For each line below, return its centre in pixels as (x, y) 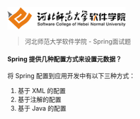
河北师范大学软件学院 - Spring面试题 (78, 41)
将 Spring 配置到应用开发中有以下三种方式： (71, 76)
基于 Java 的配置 (42, 108)
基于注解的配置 (39, 100)
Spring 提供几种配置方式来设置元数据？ (65, 58)
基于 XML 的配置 (41, 91)
